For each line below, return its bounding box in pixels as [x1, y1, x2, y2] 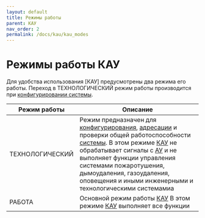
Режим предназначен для [79, 116, 157, 124]
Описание [121, 105, 154, 114]
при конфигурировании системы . [6, 91, 93, 98]
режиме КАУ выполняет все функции [79, 202, 190, 210]
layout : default [6, 9, 48, 15]
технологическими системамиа [79, 184, 174, 192]
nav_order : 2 [6, 26, 40, 32]
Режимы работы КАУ [6, 58, 120, 72]
